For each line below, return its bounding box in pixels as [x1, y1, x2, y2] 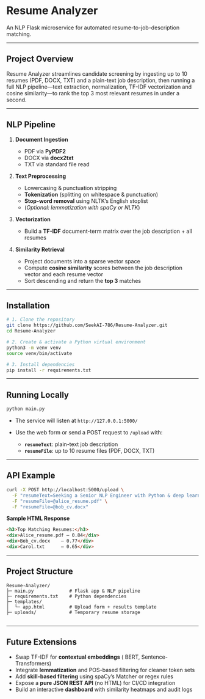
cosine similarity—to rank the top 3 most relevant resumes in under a [6, 89, 180, 97]
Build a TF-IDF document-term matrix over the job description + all [24, 227, 192, 235]
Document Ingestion [15, 136, 68, 143]
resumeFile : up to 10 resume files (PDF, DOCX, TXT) [24, 447, 155, 455]
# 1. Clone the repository [6, 317, 75, 323]
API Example [6, 470, 56, 481]
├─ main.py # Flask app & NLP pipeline [6, 588, 140, 594]
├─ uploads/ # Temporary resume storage [6, 609, 140, 615]
